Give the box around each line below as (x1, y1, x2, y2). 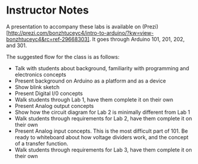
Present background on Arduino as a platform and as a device (14, 77, 166, 84)
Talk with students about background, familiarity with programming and (14, 64, 190, 71)
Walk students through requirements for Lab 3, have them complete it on (14, 146, 192, 153)
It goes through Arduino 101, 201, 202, (92, 35, 185, 42)
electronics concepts (14, 71, 66, 78)
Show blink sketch (14, 83, 60, 90)
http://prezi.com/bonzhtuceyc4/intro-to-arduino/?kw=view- (8, 29, 154, 36)
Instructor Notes (6, 4, 89, 17)
